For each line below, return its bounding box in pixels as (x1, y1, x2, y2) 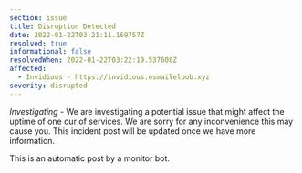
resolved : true (9, 38, 68, 48)
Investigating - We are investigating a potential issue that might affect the (9, 106, 285, 117)
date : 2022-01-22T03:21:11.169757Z (9, 30, 145, 39)
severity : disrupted (9, 81, 89, 90)
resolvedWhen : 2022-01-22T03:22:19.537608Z (9, 56, 178, 65)
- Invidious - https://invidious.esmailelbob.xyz (17, 73, 210, 82)
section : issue (9, 13, 68, 23)
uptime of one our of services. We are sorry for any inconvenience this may (9, 116, 294, 127)
